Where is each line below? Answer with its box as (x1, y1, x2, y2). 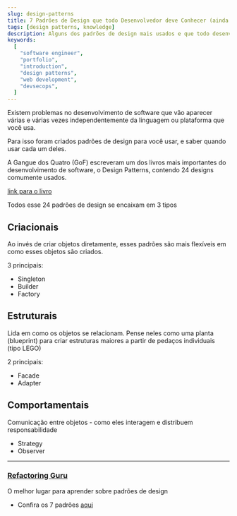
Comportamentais (7, 400, 90, 412)
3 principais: (7, 260, 44, 269)
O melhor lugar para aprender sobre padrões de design (7, 486, 168, 495)
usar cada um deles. (7, 145, 67, 153)
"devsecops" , (20, 83, 59, 90)
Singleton (17, 275, 46, 283)
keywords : (7, 37, 37, 44)
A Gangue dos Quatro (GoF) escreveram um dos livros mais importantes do (7, 158, 226, 167)
